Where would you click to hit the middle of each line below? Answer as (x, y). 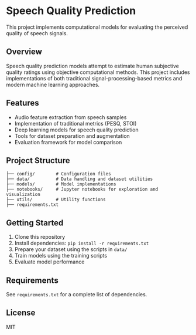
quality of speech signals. (37, 33)
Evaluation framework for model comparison (68, 142)
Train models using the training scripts (61, 256)
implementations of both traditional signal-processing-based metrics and (94, 78)
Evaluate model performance (49, 262)
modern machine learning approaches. (53, 84)
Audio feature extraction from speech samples (71, 117)
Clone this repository (40, 237)
